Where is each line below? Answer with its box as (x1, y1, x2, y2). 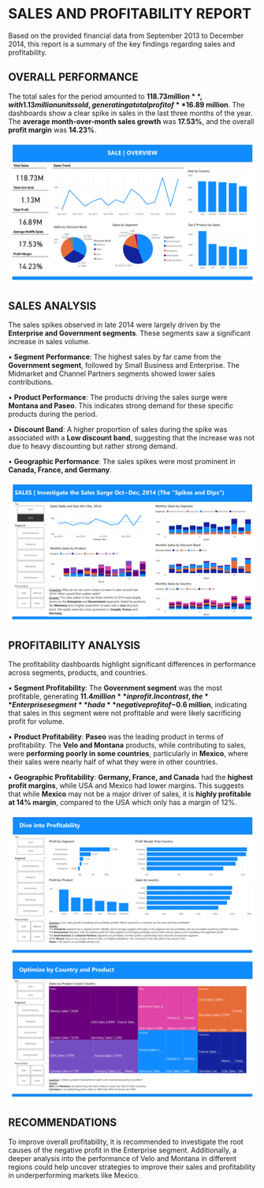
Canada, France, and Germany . (8, 465, 112, 474)
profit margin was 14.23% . (8, 125, 97, 134)
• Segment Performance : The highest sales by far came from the (8, 352, 222, 362)
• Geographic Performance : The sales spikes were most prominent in (8, 456, 236, 466)
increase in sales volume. (8, 336, 91, 346)
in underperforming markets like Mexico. (8, 1170, 140, 1180)
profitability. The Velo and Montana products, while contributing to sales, (8, 740, 247, 750)
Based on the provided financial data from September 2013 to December (8, 31, 244, 40)
